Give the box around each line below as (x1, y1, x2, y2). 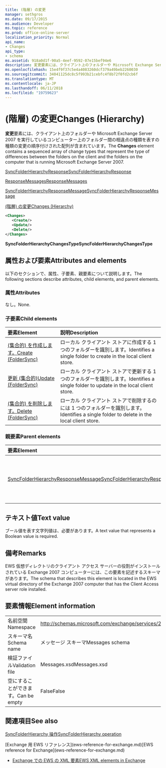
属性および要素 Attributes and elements (5, 256, 127, 265)
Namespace (7, 624, 36, 631)
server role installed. (5, 586, 47, 592)
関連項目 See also (5, 717, 58, 725)
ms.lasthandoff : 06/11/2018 (5, 85, 63, 91)
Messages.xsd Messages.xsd (40, 661, 108, 668)
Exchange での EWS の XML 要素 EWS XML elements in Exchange (12, 757, 146, 763)
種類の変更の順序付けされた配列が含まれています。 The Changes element (5, 143, 154, 149)
